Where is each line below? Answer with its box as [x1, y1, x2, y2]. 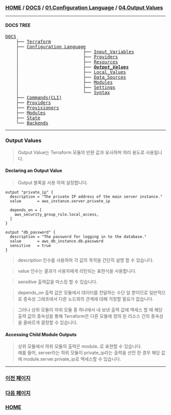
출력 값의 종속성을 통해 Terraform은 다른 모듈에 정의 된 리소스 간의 [17, 313, 150, 319]
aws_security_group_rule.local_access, [14, 212, 99, 217]
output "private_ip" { [5, 190, 53, 195]
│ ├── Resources [16, 59, 119, 65]
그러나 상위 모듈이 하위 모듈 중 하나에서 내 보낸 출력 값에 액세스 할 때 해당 [17, 307, 163, 313]
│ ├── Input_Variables [16, 49, 134, 54]
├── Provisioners [16, 105, 60, 110]
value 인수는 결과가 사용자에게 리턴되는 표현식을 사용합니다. [17, 268, 137, 274]
